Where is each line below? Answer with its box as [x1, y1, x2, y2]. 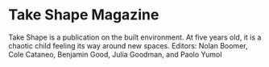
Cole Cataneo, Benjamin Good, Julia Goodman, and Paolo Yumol [8, 49, 222, 59]
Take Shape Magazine [8, 6, 159, 24]
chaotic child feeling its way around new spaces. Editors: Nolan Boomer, [8, 40, 248, 50]
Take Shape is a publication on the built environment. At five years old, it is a [8, 32, 262, 42]
